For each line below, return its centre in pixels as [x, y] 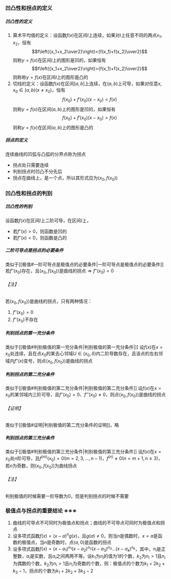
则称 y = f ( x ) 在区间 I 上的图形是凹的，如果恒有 [59, 61]
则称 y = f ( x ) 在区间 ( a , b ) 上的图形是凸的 [53, 127]
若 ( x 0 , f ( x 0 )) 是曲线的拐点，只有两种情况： [49, 302]
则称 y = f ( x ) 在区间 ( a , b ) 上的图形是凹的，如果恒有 [64, 109]
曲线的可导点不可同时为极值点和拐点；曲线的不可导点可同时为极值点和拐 [89, 523]
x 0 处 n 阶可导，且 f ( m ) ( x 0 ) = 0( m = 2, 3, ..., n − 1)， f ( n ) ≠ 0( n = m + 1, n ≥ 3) [82, 458]
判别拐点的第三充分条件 [30, 438]
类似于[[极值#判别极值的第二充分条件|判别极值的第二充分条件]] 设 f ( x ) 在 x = [83, 388]
